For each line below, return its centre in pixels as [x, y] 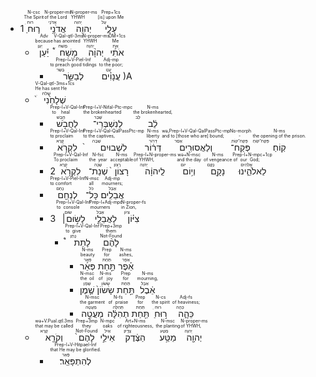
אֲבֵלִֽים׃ [112, 194]
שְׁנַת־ [98, 171]
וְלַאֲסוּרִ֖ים [196, 147]
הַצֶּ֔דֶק [135, 337]
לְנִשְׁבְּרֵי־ [108, 123]
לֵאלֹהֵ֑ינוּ [252, 171]
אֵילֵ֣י [107, 337]
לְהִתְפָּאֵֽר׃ [75, 361]
